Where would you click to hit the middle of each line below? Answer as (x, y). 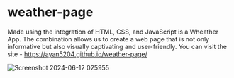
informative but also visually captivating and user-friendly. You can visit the (117, 46)
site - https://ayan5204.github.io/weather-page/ (77, 54)
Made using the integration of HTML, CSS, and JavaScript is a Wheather (113, 32)
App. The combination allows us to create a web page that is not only (108, 39)
